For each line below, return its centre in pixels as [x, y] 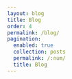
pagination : [24, 39]
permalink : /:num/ [40, 58]
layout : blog [26, 13]
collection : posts [40, 52]
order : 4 [20, 26]
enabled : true [33, 45]
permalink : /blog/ [33, 33]
